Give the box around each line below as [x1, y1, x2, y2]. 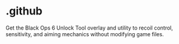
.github [5, 4, 43, 18]
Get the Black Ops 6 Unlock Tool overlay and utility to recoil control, [5, 24, 174, 31]
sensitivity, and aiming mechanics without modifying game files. [5, 30, 164, 37]
